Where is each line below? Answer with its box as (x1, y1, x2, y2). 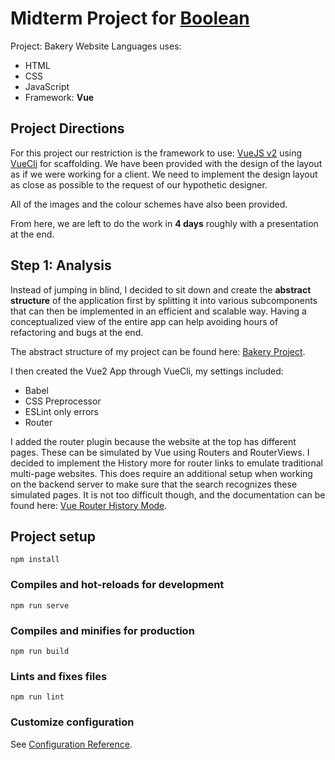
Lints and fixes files (10, 669, 108, 683)
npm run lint (10, 692, 65, 702)
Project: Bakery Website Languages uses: (10, 40, 182, 52)
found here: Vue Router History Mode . (10, 499, 168, 511)
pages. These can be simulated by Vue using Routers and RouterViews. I (10, 446, 310, 458)
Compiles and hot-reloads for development (10, 578, 225, 592)
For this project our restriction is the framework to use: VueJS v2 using (10, 147, 303, 159)
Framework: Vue (24, 91, 95, 103)
